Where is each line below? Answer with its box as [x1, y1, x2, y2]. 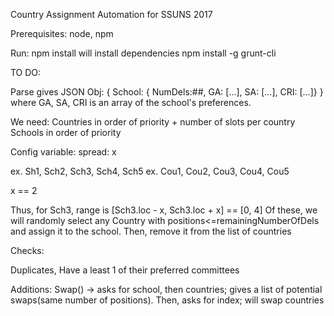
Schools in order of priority [10, 127, 122, 138]
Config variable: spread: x [10, 146, 117, 158]
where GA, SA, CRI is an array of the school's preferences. [10, 97, 252, 108]
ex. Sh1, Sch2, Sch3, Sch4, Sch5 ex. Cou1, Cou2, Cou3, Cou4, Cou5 [10, 165, 290, 177]
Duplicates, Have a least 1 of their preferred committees [10, 264, 240, 276]
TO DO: [10, 67, 42, 78]
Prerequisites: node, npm [10, 28, 114, 39]
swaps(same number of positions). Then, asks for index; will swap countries [10, 294, 325, 306]
